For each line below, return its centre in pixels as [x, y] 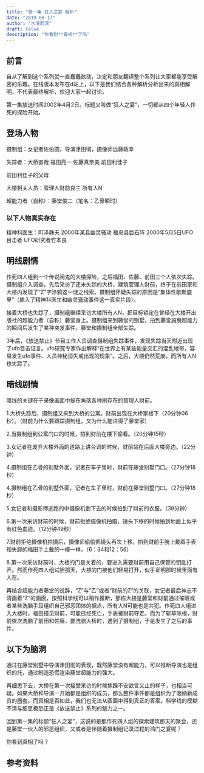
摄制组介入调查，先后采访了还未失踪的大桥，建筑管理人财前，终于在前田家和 [102, 284]
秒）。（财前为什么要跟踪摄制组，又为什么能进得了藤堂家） [78, 421]
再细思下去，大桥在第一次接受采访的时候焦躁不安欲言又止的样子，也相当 [97, 685]
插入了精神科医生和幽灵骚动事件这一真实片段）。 [79, 299]
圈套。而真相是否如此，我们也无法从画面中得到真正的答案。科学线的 [102, 701]
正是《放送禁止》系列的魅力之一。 [86, 709]
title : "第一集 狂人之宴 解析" [42, 12]
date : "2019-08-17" [31, 18]
